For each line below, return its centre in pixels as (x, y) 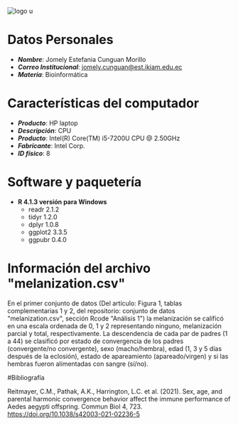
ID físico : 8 (34, 153)
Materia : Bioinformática (53, 74)
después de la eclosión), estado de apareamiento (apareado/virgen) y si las (118, 356)
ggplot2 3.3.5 (48, 232)
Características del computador (103, 104)
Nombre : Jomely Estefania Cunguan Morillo (82, 59)
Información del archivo (79, 268)
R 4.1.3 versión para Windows (62, 201)
